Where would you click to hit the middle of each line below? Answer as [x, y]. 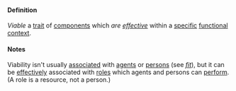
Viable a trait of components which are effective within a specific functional [118, 25]
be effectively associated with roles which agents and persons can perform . [118, 72]
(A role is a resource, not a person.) [59, 80]
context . [19, 33]
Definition [22, 10]
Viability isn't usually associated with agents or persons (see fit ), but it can [116, 65]
